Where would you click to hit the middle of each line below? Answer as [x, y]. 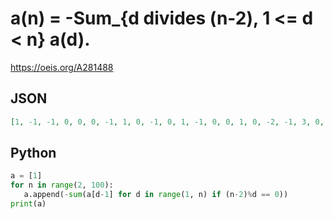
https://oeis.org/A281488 [62, 67]
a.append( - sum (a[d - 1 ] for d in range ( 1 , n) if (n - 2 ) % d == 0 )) [156, 195]
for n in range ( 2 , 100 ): [62, 185]
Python [33, 153]
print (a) [28, 204]
